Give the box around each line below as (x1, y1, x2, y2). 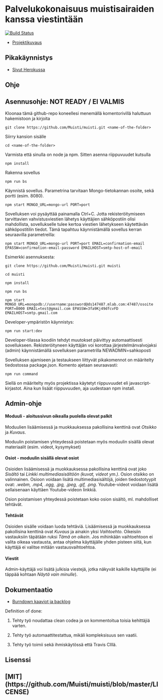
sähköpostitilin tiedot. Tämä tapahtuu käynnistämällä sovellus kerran (5, 226, 142, 232)
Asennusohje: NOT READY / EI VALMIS (5, 97, 125, 106)
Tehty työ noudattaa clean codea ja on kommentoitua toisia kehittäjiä (12, 617, 150, 623)
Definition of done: (5, 608, 43, 614)
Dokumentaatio (5, 586, 53, 594)
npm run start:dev (5, 328, 42, 333)
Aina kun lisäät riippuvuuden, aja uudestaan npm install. (23, 385, 135, 391)
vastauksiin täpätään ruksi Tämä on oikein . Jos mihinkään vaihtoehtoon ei (5, 534, 153, 540)
